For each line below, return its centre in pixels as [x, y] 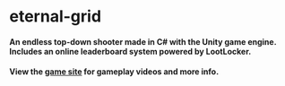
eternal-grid [55, 17]
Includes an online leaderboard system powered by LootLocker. [130, 51]
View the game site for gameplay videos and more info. [114, 72]
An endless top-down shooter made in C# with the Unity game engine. [143, 41]
